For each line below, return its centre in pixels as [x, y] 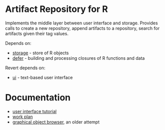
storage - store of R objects [41, 53]
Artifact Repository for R [57, 9]
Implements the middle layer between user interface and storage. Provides [82, 23]
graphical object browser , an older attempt [56, 122]
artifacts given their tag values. [37, 33]
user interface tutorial [35, 111]
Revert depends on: [25, 68]
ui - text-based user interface [42, 77]
